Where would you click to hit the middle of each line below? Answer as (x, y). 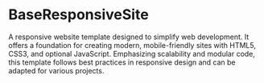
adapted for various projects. (56, 70)
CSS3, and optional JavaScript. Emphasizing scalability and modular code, (132, 53)
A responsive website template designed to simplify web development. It (129, 37)
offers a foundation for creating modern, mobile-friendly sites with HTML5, (132, 45)
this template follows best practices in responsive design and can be (122, 62)
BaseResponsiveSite (78, 15)
